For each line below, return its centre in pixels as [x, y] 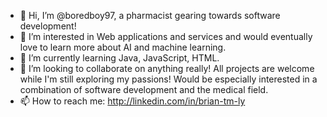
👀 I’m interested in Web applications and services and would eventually [166, 36]
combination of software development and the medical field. [144, 89]
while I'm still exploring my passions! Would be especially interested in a [168, 79]
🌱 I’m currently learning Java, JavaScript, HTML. [119, 58]
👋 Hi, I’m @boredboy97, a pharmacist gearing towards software [150, 15]
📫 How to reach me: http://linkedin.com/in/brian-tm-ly [132, 101]
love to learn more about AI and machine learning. [123, 47]
